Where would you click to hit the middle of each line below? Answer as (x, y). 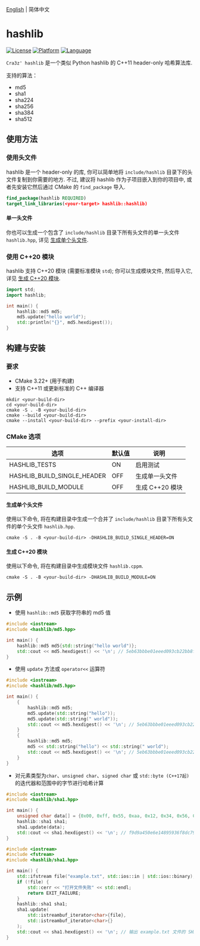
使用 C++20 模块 (30, 257)
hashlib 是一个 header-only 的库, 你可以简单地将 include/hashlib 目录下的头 (99, 172)
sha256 (24, 106)
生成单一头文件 (156, 476)
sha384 (24, 112)
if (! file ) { (33, 882)
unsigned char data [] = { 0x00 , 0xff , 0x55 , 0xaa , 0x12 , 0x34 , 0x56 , (104, 816)
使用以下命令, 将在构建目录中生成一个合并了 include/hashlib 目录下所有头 (97, 519)
